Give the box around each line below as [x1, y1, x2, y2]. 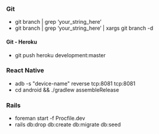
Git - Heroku [6, 38, 38, 45]
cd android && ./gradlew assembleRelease [14, 86, 120, 94]
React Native [6, 66, 45, 74]
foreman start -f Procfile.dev [14, 115, 85, 122]
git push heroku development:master [14, 51, 106, 58]
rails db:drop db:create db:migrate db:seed [14, 121, 121, 128]
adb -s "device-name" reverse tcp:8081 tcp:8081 [14, 80, 136, 87]
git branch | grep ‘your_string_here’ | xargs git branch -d [14, 24, 154, 32]
